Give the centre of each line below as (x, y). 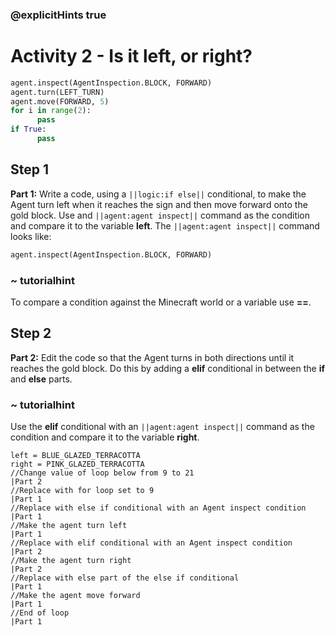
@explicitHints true (58, 15)
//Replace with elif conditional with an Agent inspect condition (151, 543)
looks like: (31, 236)
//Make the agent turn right (71, 561)
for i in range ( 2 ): (51, 111)
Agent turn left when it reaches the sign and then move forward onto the (159, 204)
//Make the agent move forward (75, 596)
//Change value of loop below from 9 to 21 (102, 473)
